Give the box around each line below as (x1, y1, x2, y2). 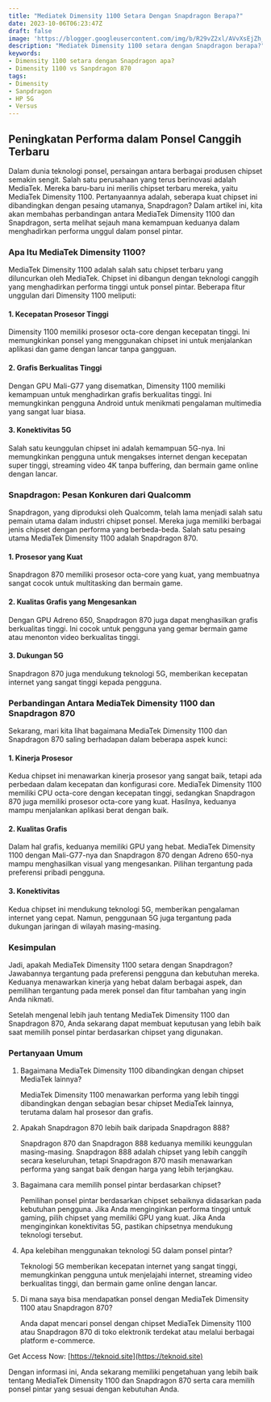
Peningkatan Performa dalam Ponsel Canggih (8, 132, 242, 146)
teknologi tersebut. (19, 1230, 83, 1240)
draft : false (8, 27, 52, 35)
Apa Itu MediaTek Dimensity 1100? (8, 246, 146, 257)
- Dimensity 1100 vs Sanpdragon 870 (8, 65, 131, 73)
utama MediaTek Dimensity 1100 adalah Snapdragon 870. (8, 533, 199, 543)
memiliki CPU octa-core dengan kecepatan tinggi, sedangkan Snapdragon (8, 788, 256, 798)
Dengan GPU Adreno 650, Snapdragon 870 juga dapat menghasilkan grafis (8, 615, 258, 625)
